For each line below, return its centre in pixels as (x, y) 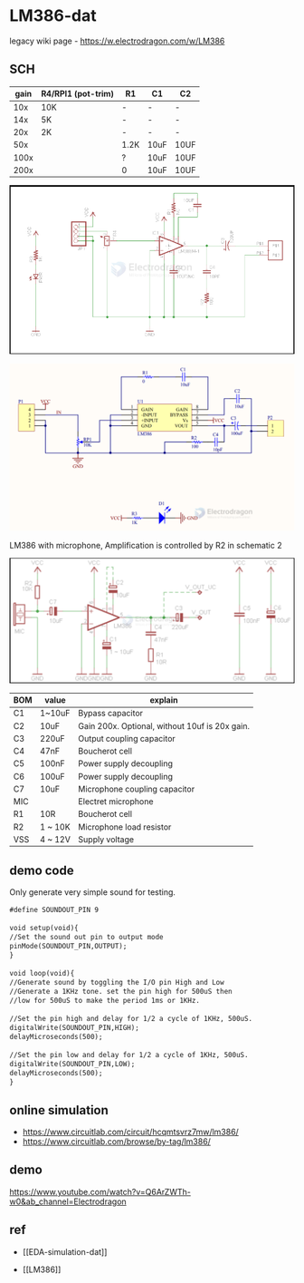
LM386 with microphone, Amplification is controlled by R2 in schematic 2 (146, 545)
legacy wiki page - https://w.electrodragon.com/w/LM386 (117, 41)
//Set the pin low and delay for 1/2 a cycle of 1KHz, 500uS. (129, 1055)
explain (164, 700)
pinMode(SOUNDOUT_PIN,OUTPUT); (68, 947)
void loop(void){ (42, 974)
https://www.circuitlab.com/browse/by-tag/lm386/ (116, 1142)
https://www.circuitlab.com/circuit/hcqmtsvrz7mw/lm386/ (131, 1132)
